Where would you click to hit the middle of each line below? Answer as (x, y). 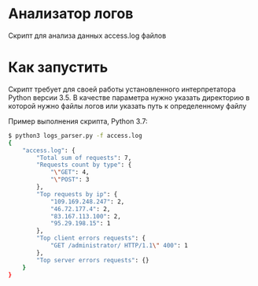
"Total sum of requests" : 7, (84, 158)
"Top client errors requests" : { (91, 238)
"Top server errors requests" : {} (93, 260)
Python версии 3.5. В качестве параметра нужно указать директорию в (129, 97)
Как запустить (58, 67)
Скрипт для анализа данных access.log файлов (87, 35)
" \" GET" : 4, (70, 173)
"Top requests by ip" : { (77, 194)
